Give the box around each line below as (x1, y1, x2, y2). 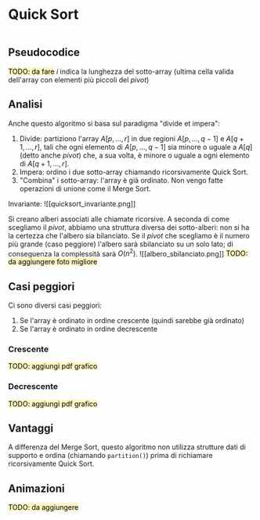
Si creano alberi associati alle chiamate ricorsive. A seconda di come (8, 214, 229, 224)
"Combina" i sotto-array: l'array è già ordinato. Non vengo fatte (19, 175, 223, 185)
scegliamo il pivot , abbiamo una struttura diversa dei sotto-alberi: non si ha (8, 222, 250, 232)
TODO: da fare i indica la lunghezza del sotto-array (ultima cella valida (8, 67, 234, 76)
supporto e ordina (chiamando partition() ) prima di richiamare (8, 451, 213, 460)
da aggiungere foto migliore (8, 257, 98, 267)
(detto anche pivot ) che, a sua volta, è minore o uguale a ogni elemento (19, 151, 250, 160)
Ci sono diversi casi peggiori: (8, 300, 102, 311)
